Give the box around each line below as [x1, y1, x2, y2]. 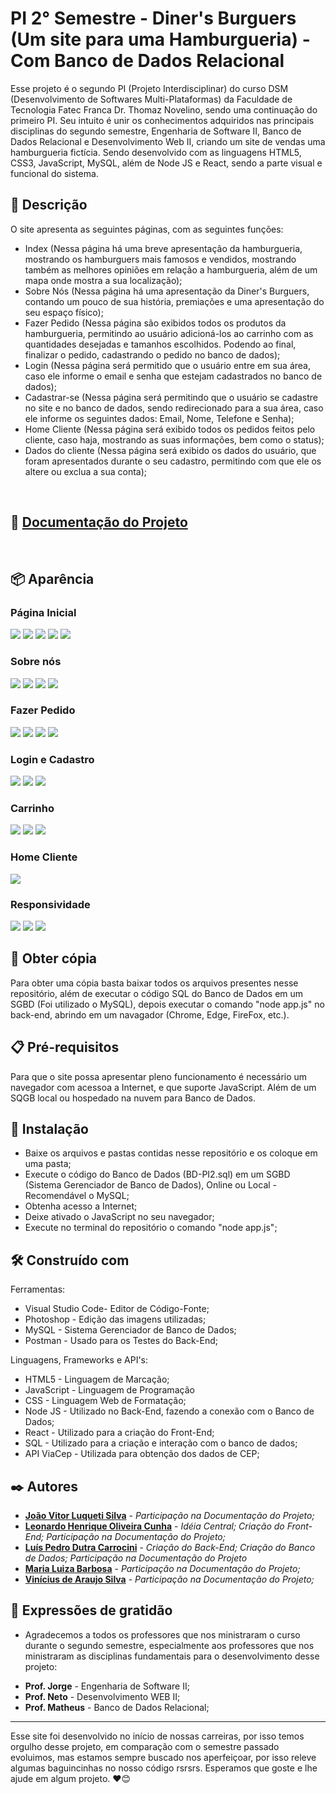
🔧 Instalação [10, 1121, 89, 1138]
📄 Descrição [10, 197, 88, 214]
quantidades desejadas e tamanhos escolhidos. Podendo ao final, [24, 338, 297, 350]
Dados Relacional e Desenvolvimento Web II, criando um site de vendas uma [10, 135, 326, 147]
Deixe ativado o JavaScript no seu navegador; [24, 1211, 215, 1223]
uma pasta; [24, 1158, 72, 1170]
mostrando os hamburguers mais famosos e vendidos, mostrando [24, 253, 297, 265]
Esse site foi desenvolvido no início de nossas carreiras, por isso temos [10, 1730, 305, 1742]
